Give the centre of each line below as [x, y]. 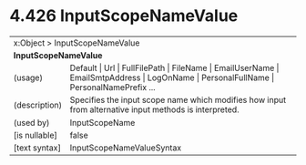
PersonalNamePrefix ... [112, 88]
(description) [38, 105]
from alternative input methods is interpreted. [154, 109]
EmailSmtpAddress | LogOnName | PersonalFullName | [172, 77]
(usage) [28, 77]
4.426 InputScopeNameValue [124, 16]
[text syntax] [37, 148]
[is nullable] [35, 135]
